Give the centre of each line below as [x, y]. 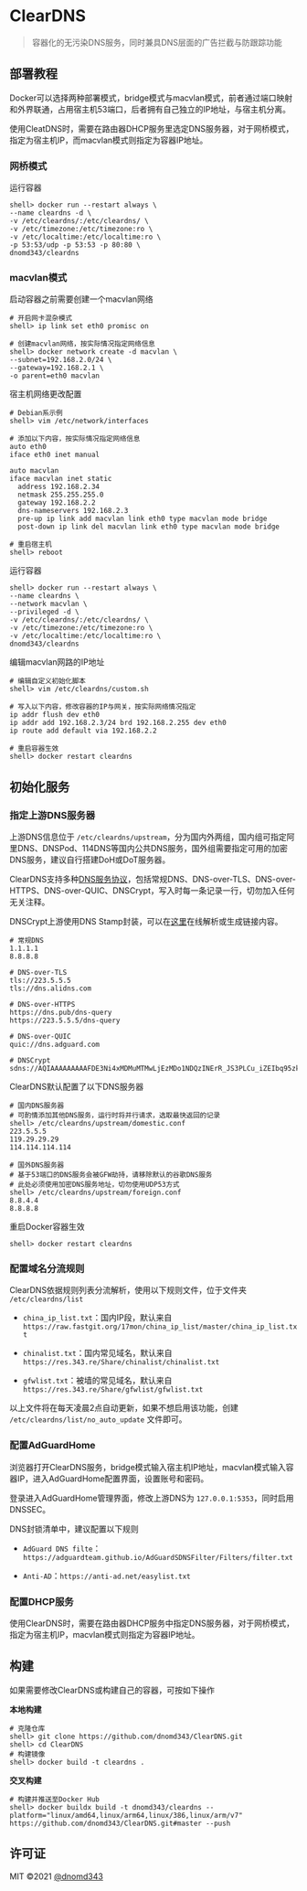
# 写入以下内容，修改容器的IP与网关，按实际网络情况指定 [103, 707]
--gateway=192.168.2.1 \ [57, 368]
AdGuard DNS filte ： [62, 1548]
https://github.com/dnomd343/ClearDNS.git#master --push [120, 1823]
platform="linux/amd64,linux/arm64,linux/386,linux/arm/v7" [127, 1815]
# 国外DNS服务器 [37, 1165]
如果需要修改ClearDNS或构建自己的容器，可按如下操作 [112, 1690]
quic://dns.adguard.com [55, 1045]
